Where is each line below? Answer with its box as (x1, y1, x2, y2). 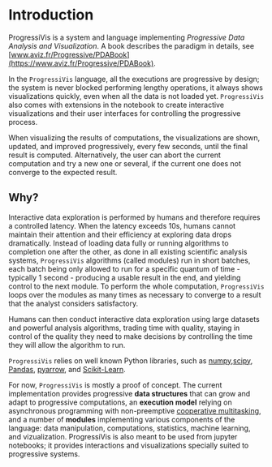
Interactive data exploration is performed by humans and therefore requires (8, 212, 261, 222)
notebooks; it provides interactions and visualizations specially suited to (8, 440, 249, 450)
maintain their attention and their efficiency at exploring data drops (8, 229, 232, 239)
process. (8, 117, 38, 126)
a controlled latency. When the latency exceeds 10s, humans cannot (8, 221, 236, 230)
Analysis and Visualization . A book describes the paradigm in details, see (8, 41, 254, 50)
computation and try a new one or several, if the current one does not (8, 158, 242, 168)
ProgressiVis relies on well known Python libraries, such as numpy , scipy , (8, 355, 253, 366)
